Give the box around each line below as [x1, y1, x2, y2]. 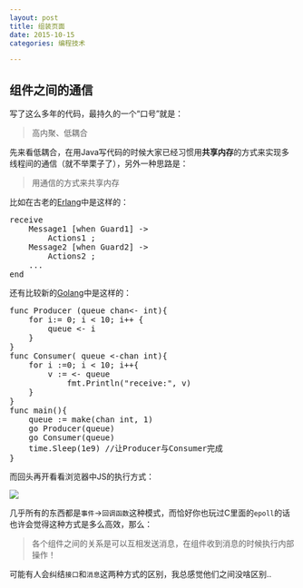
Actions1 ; [47, 233, 96, 243]
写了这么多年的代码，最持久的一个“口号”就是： [9, 108, 184, 119]
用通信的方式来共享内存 [31, 178, 120, 189]
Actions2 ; [47, 251, 96, 261]
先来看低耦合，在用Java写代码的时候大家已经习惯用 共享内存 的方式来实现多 [9, 147, 290, 158]
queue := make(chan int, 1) [28, 415, 153, 425]
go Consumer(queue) [28, 433, 115, 443]
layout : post [9, 13, 59, 23]
